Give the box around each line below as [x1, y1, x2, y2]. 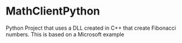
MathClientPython [5, 4, 101, 18]
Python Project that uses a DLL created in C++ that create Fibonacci [5, 24, 177, 31]
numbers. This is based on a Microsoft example [5, 30, 125, 38]
